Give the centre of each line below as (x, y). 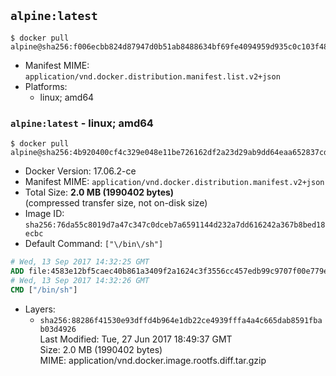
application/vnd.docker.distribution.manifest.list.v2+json (152, 76)
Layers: (40, 309)
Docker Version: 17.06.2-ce (80, 171)
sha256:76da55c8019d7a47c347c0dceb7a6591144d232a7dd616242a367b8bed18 (175, 225)
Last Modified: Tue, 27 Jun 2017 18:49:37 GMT (136, 339)
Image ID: (44, 214)
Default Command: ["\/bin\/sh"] (94, 244)
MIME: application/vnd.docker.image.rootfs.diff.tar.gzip (153, 360)
